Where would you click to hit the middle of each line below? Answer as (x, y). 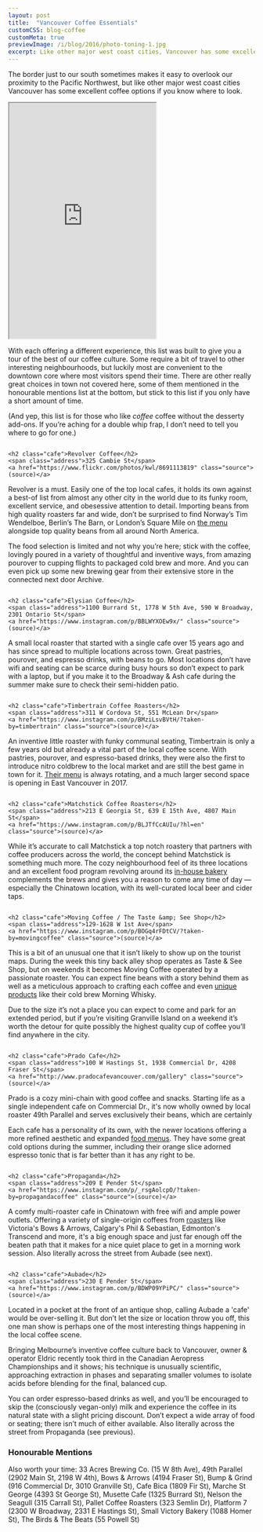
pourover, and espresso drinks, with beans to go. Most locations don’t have (130, 660)
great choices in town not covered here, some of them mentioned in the (124, 384)
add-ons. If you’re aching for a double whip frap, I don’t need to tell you (123, 424)
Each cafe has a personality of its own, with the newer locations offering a (128, 1130)
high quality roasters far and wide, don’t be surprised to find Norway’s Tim (128, 514)
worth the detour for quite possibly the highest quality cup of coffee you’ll (127, 1026)
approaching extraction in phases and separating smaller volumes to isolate (130, 1375)
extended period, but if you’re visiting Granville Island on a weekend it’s (123, 1018)
